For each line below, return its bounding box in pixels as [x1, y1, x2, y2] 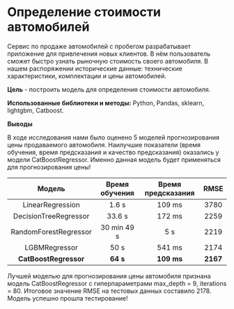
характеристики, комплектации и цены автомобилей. [7, 71, 167, 80]
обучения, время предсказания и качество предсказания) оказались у [7, 148, 219, 156]
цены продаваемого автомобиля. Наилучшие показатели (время [7, 140, 201, 149]
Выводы [7, 119, 33, 128]
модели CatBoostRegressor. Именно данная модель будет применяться [7, 155, 221, 164]
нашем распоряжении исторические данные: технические [7, 64, 182, 73]
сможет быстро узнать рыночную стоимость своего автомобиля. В [7, 56, 209, 65]
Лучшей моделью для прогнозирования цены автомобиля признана [7, 271, 211, 280]
